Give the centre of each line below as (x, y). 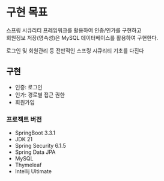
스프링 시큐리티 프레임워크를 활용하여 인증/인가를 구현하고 (74, 30)
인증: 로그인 (29, 87)
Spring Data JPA (35, 152)
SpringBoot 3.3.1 (35, 133)
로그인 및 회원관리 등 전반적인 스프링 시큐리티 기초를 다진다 (75, 50)
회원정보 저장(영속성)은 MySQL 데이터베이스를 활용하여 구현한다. (82, 37)
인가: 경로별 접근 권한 (40, 95)
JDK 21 (24, 139)
